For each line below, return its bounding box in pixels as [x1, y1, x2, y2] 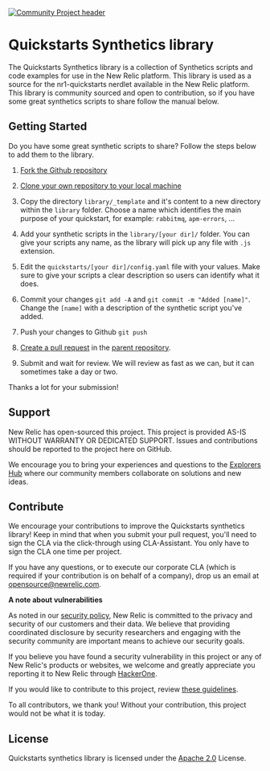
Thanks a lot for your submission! [8, 382, 119, 392]
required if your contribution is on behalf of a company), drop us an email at [8, 571, 260, 580]
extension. [19, 246, 55, 256]
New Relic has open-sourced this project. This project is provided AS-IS [8, 427, 247, 437]
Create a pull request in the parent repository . [19, 342, 171, 352]
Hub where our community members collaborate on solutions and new [8, 468, 242, 478]
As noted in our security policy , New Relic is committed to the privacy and [8, 611, 253, 621]
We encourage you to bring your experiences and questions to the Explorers [8, 459, 261, 470]
